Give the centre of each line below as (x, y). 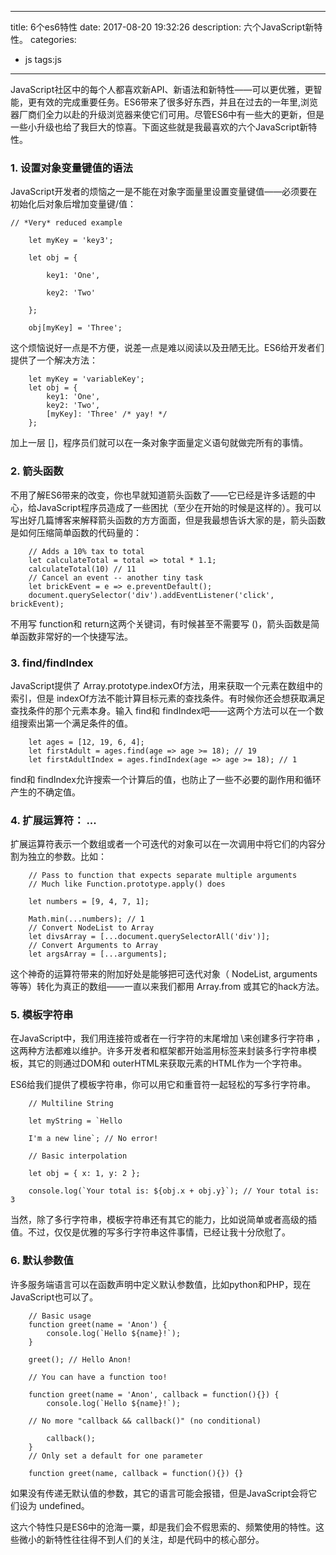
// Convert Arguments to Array (93, 946)
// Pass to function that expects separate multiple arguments (163, 876)
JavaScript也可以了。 (54, 1297)
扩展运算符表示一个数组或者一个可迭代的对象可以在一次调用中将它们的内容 (163, 844)
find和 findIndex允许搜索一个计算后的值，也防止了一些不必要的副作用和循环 (166, 779)
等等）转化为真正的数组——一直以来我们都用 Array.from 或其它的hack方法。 (167, 987)
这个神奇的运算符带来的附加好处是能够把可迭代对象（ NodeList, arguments (164, 974)
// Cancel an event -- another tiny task (115, 577)
